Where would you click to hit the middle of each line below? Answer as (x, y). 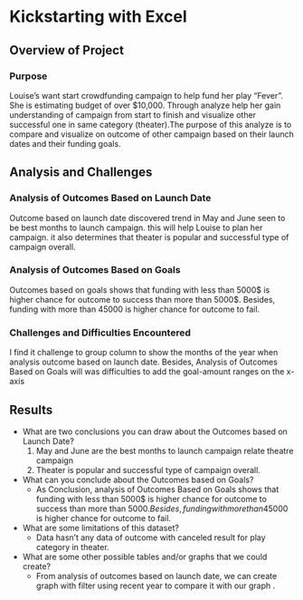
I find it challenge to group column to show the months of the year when (144, 353)
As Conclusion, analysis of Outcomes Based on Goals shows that (157, 489)
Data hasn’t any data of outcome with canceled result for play (151, 537)
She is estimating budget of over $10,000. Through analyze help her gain (145, 105)
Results (31, 410)
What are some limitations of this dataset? (100, 527)
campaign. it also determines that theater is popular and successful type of (149, 237)
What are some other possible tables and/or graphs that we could (145, 556)
